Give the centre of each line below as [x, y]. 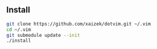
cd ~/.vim [19, 30]
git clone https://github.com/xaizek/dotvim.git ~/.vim [78, 24]
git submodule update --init [43, 35]
